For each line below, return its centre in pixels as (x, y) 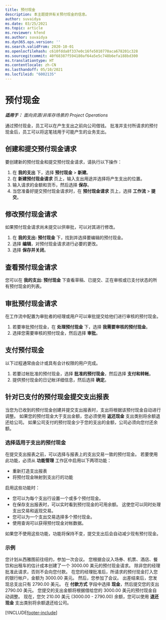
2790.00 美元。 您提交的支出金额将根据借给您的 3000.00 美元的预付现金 (79, 590)
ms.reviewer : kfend (25, 33)
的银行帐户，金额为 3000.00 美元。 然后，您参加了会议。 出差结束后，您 (79, 578)
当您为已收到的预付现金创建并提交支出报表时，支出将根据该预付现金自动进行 (83, 410)
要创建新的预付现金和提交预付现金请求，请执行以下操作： (63, 162)
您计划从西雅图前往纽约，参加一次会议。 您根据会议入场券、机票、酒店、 (79, 559)
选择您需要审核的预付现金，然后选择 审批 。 (56, 333)
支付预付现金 (25, 350)
